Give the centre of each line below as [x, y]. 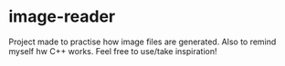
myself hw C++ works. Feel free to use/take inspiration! [113, 51]
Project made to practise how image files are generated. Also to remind [142, 42]
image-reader [62, 17]
